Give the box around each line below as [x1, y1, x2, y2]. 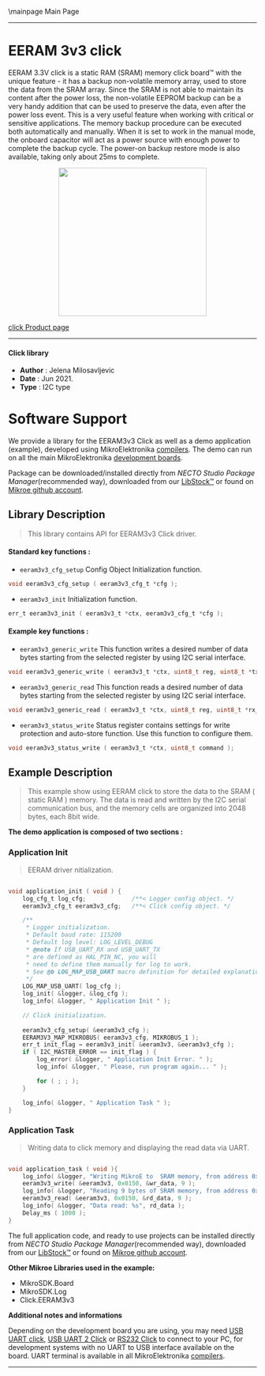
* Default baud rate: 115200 [25, 931, 122, 939]
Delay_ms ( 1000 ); [22, 1209, 87, 1217]
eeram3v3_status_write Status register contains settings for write [19, 720, 230, 730]
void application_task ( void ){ [8, 1165, 118, 1173]
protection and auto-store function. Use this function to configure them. [19, 728, 253, 738]
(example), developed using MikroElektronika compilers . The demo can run [8, 444, 252, 454]
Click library [8, 348, 50, 357]
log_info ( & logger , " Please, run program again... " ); [36, 1063, 227, 1071]
